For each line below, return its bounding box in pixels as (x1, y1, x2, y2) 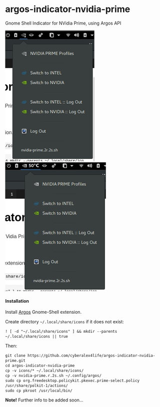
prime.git (5, 358, 26, 363)
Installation (5, 298, 29, 304)
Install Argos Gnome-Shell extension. (5, 309, 81, 315)
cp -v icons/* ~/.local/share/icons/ (5, 368, 84, 373)
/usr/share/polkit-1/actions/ (5, 383, 68, 388)
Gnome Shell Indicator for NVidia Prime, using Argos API (5, 20, 121, 26)
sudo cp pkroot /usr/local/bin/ (5, 388, 72, 393)
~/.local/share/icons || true (5, 334, 68, 339)
